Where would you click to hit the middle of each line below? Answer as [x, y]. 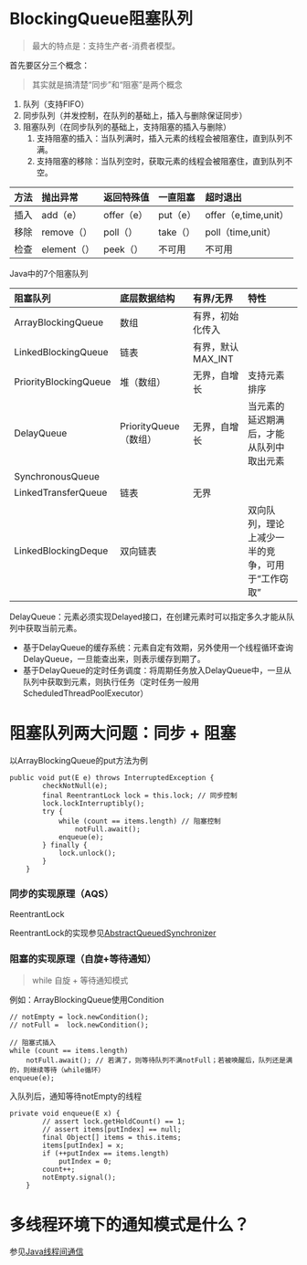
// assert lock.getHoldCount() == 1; [114, 1122]
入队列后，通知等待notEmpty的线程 [76, 1096]
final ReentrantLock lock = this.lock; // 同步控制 [140, 796]
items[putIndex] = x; [84, 1146]
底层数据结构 [148, 298]
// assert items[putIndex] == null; [112, 1130]
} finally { [65, 845]
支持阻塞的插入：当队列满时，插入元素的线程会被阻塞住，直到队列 [160, 138]
